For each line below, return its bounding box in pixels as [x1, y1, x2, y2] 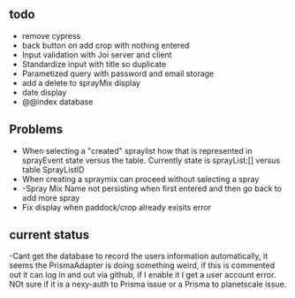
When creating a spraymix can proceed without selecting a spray [21, 173, 260, 184]
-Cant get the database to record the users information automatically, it [9, 251, 268, 262]
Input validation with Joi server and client [21, 49, 172, 60]
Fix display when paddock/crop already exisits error [21, 202, 212, 212]
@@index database [21, 96, 94, 107]
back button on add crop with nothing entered [21, 40, 190, 50]
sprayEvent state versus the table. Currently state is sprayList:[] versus [21, 155, 281, 165]
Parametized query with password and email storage [21, 68, 215, 79]
